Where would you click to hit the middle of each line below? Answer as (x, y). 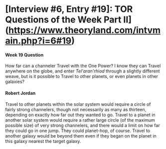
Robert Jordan (20, 93)
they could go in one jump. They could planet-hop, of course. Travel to (78, 131)
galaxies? (15, 82)
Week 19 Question (24, 55)
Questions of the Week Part (63, 20)
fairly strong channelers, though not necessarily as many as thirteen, (76, 109)
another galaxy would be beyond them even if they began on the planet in (81, 136)
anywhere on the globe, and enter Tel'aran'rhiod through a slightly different (83, 71)
